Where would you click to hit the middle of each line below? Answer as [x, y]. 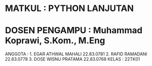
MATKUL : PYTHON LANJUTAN [69, 8]
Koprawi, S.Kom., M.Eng [55, 41]
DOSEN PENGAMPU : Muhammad [74, 31]
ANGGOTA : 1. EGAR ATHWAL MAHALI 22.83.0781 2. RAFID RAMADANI [76, 54]
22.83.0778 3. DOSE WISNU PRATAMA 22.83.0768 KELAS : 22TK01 [72, 59]
